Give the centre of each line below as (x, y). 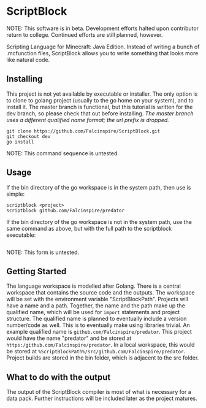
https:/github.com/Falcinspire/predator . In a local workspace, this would (101, 345)
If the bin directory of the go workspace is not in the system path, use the (99, 221)
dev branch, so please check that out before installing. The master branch (100, 113)
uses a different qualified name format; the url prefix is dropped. (88, 120)
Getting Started (36, 271)
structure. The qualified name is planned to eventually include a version (97, 319)
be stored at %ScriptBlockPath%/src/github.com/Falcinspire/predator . (96, 352)
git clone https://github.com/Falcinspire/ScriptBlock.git (83, 131)
